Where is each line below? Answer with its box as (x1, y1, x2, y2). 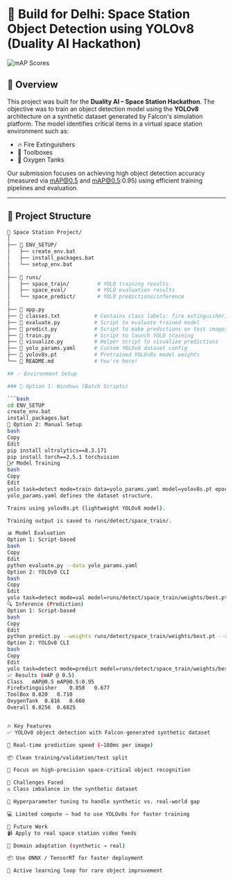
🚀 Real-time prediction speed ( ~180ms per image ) (7, 741, 154, 748)
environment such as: (7, 126, 69, 135)
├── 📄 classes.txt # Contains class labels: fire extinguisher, (7, 312, 228, 319)
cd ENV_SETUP (7, 402, 45, 409)
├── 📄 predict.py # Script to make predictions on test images (7, 326, 228, 333)
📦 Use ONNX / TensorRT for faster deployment (7, 855, 144, 862)
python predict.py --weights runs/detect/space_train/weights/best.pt (7, 633, 216, 640)
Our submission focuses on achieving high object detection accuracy (7, 169, 205, 177)
